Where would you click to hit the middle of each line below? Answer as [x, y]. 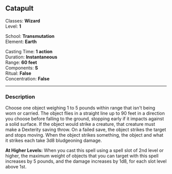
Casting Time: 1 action [29, 51]
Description [20, 97]
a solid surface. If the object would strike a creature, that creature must [80, 124]
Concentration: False [27, 78]
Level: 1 [13, 26]
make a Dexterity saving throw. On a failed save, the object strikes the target [86, 129]
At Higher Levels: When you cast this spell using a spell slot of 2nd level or [84, 150]
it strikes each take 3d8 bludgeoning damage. [54, 141]
